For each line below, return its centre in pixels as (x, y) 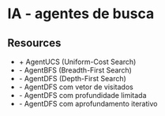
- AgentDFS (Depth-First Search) (73, 79)
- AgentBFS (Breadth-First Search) (75, 70)
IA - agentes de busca (81, 14)
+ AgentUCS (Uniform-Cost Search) (77, 62)
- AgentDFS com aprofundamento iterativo (88, 104)
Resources (34, 43)
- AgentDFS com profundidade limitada (82, 95)
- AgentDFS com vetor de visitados (76, 87)
